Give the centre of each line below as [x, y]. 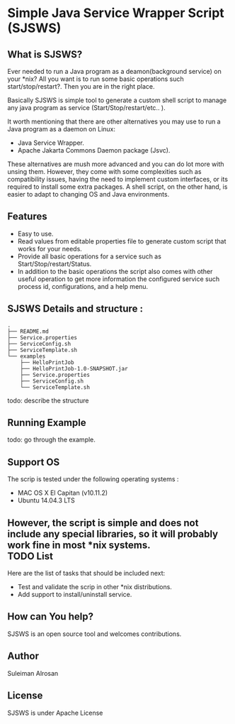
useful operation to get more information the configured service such [119, 279]
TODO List [30, 556]
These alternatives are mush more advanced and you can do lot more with [116, 164]
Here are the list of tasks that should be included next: [86, 574]
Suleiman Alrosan [33, 673]
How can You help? [51, 616]
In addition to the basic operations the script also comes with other [115, 271]
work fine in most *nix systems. [79, 545]
